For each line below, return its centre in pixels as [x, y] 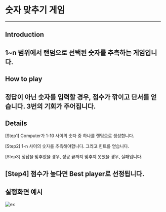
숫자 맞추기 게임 [35, 10]
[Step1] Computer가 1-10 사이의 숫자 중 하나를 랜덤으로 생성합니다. [70, 136]
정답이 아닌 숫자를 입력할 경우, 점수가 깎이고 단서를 [77, 97]
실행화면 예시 [24, 192]
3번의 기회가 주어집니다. [61, 106]
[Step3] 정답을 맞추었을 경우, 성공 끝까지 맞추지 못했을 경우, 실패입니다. [74, 157]
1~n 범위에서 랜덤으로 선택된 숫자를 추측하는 [68, 53]
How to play [24, 79]
